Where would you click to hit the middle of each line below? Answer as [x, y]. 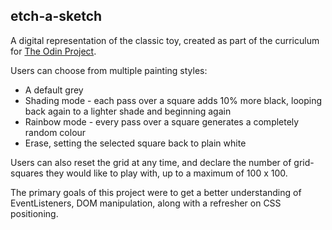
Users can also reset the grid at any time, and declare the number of [151, 162]
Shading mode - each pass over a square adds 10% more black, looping [173, 100]
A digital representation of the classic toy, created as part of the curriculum [165, 40]
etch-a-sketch [56, 16]
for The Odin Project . [53, 51]
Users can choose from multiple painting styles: [109, 70]
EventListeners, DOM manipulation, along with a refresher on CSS [146, 203]
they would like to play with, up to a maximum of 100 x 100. [166, 173]
